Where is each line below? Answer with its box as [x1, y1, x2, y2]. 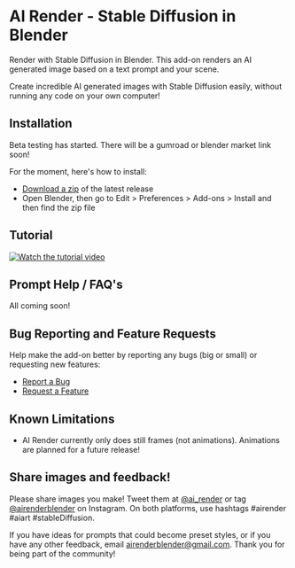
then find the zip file [21, 202, 96, 213]
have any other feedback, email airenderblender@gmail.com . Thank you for [9, 539, 285, 549]
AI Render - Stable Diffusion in [9, 6, 237, 27]
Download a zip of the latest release [21, 183, 154, 194]
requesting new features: [9, 359, 101, 370]
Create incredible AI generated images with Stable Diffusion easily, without [9, 81, 282, 91]
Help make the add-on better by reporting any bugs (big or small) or [9, 350, 258, 361]
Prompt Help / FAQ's [9, 276, 124, 292]
